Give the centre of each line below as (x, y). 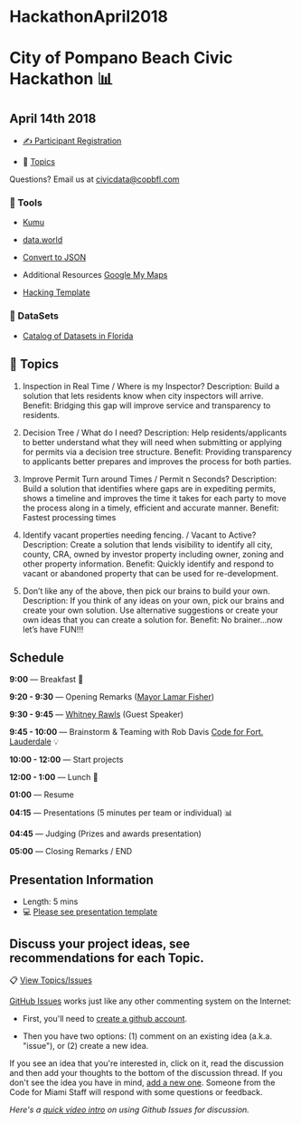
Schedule (37, 657)
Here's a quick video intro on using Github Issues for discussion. (130, 1110)
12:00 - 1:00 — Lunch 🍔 (54, 777)
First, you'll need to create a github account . (105, 1019)
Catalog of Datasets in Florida (78, 336)
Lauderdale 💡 (34, 742)
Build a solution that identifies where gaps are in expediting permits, (149, 488)
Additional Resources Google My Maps (95, 275)
